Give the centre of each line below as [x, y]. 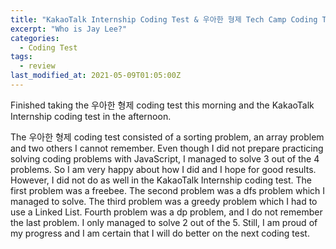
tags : [21, 57]
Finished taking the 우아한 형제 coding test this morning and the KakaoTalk [162, 105]
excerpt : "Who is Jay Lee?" [69, 29]
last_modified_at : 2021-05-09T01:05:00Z [96, 76]
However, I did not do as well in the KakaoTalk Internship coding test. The [161, 180]
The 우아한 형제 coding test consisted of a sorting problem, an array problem [167, 137]
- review [37, 66]
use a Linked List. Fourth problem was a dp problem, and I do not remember [166, 212]
